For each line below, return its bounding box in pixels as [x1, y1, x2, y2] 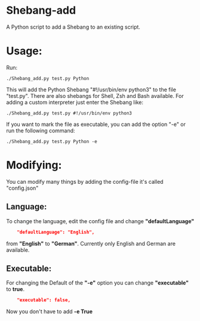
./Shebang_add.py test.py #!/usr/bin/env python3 [6, 110, 133, 116]
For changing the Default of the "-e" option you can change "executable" [6, 279, 189, 286]
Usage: [6, 44, 43, 58]
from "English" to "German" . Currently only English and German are [6, 240, 176, 247]
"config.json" [6, 184, 39, 192]
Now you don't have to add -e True [6, 308, 93, 315]
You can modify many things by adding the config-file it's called [6, 178, 164, 185]
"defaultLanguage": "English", [17, 229, 95, 235]
